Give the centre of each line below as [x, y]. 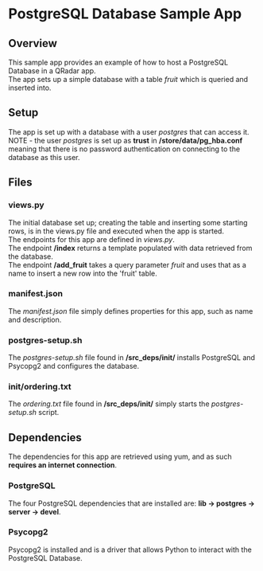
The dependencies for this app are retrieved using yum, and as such [120, 457]
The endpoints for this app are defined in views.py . [91, 239]
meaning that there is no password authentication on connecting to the [124, 149]
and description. [35, 319]
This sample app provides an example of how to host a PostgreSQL [118, 62]
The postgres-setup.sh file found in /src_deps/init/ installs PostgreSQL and [132, 358]
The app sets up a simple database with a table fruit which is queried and [128, 79]
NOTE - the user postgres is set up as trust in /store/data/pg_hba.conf [126, 140]
